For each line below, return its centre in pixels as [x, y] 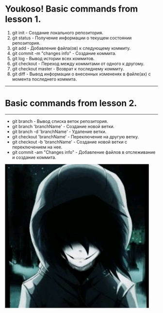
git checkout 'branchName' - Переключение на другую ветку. [75, 136]
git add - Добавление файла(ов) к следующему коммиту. [71, 48]
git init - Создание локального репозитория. [57, 33]
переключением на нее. [37, 147]
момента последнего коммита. [44, 79]
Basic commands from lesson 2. [71, 103]
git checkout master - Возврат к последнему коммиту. [68, 68]
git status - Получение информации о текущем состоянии [72, 38]
